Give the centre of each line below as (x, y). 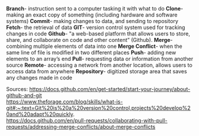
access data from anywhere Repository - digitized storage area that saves (97, 71)
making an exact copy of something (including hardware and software (92, 15)
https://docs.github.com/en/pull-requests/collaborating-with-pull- (87, 120)
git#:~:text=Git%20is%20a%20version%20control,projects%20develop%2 (99, 108)
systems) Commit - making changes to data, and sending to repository (92, 21)
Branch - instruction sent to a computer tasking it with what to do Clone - (95, 9)
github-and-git (24, 95)
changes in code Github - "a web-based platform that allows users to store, (98, 34)
